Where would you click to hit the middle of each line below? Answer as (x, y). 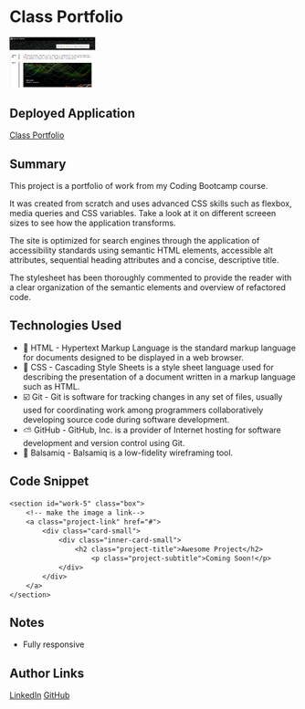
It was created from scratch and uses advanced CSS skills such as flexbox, (151, 203)
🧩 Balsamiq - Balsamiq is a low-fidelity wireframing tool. (128, 453)
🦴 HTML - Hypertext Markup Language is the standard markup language (159, 348)
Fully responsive (53, 644)
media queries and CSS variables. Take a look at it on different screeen (143, 214)
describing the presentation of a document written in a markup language (159, 377)
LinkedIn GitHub (40, 695)
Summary (38, 164)
